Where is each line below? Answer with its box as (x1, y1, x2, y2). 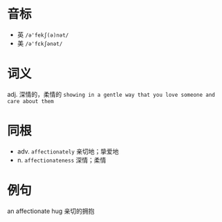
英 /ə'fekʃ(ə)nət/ (17, 30, 69, 39)
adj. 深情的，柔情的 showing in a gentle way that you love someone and (7, 90, 216, 98)
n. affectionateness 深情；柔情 (17, 156, 107, 164)
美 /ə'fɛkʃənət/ (17, 39, 63, 47)
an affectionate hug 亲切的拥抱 (7, 207, 95, 215)
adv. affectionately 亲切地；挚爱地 (17, 147, 119, 156)
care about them (7, 98, 54, 104)
